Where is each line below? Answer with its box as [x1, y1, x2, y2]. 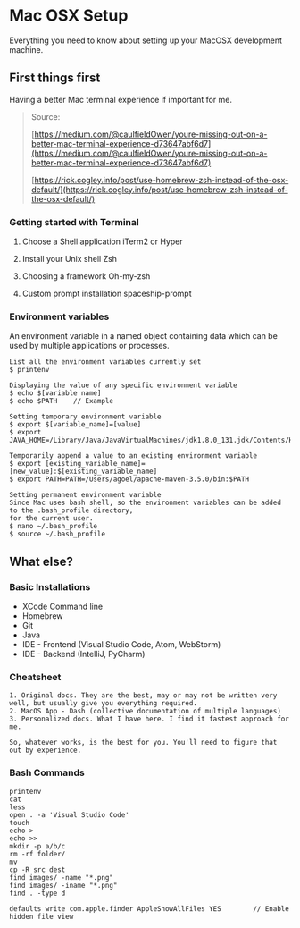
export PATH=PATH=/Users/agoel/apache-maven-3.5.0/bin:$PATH [17, 475, 250, 484]
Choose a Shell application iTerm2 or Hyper [21, 236, 183, 247]
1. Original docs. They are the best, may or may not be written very [9, 691, 278, 700]
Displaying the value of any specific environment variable [9, 381, 238, 390]
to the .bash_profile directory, [9, 506, 134, 515]
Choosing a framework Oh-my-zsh [21, 271, 151, 282]
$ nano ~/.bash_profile [9, 522, 98, 531]
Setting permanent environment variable [9, 491, 162, 500]
